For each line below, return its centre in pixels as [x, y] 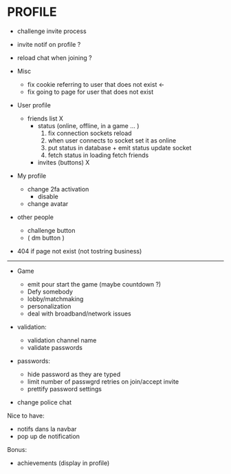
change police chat [44, 402]
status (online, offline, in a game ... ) [88, 125]
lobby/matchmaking [55, 299]
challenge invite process [52, 31]
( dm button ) [46, 238]
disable [48, 196]
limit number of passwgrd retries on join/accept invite [103, 381]
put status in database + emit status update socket [120, 147]
